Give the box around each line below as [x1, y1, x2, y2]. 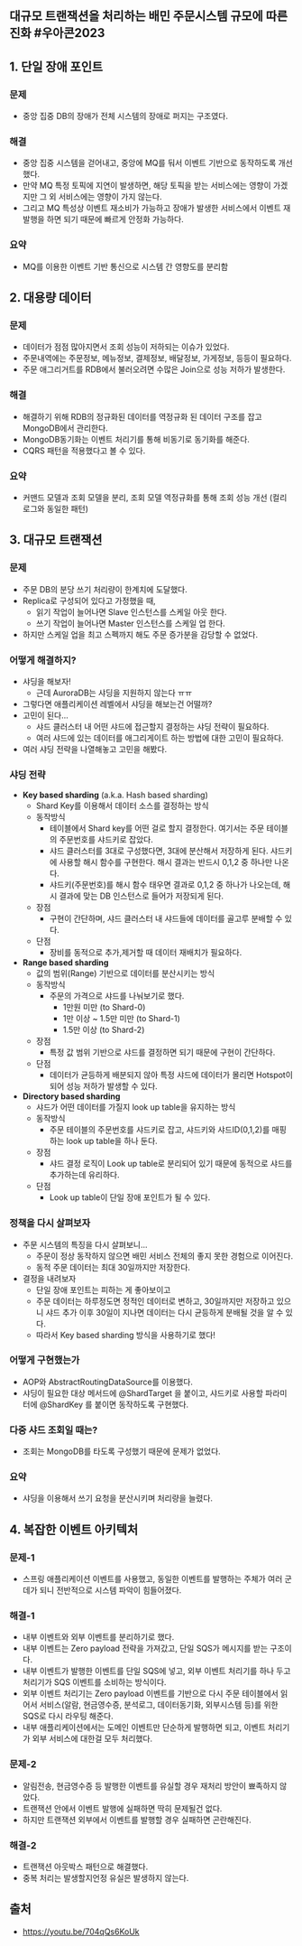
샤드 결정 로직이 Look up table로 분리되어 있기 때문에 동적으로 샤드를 [49, 1159, 293, 1169]
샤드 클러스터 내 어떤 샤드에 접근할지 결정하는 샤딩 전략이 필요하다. [35, 721, 270, 731]
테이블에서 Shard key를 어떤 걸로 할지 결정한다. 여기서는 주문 [49, 823, 265, 833]
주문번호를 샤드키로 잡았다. [59, 834, 153, 845]
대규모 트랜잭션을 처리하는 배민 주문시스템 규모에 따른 [9, 8, 288, 24]
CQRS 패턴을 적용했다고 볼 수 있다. [22, 445, 146, 456]
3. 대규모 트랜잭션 [9, 532, 103, 548]
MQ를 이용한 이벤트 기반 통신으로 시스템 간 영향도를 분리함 [22, 261, 228, 272]
